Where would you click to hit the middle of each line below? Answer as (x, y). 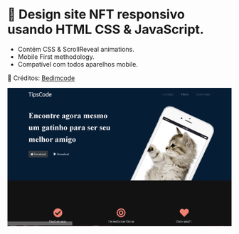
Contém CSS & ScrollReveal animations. (76, 49)
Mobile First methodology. (56, 57)
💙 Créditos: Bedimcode (41, 78)
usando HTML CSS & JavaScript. (106, 29)
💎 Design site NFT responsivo (96, 15)
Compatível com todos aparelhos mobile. (78, 64)
